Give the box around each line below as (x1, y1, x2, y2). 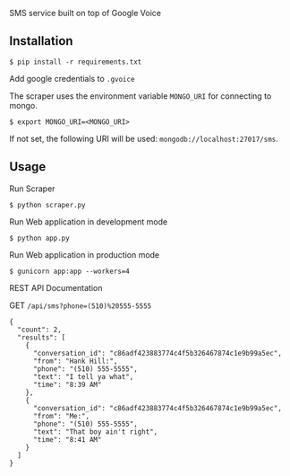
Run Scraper (9, 183, 55, 194)
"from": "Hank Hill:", (32, 357, 118, 366)
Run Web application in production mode (9, 249, 160, 260)
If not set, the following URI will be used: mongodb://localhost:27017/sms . (9, 133, 279, 144)
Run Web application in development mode (9, 216, 168, 227)
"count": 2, (17, 325, 63, 334)
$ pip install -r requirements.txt (9, 57, 142, 66)
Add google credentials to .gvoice (9, 73, 135, 84)
